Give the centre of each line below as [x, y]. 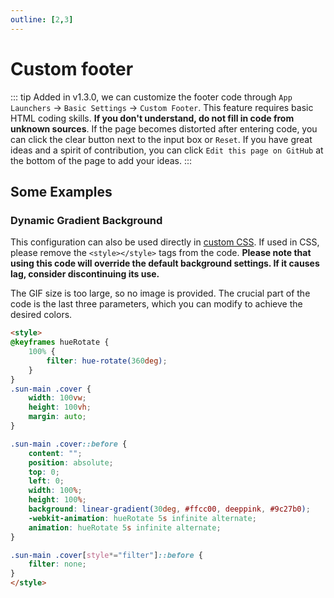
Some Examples [61, 191]
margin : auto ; [57, 417]
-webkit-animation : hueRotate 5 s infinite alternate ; [142, 518]
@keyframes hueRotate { [60, 342]
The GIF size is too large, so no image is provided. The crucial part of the [160, 293]
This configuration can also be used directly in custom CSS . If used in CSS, [165, 242]
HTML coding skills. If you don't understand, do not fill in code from [152, 118]
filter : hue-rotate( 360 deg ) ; [107, 361]
